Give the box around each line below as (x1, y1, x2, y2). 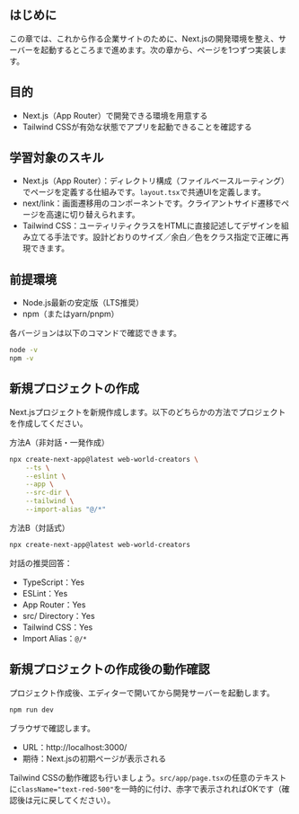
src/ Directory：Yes (22, 610, 96, 621)
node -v (9, 346, 39, 355)
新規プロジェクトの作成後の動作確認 (9, 662, 210, 677)
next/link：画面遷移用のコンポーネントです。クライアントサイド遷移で (22, 198, 282, 208)
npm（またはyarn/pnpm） (22, 308, 119, 320)
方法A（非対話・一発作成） (9, 437, 110, 447)
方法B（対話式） (9, 522, 70, 533)
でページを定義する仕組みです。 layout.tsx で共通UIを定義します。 (22, 187, 267, 198)
